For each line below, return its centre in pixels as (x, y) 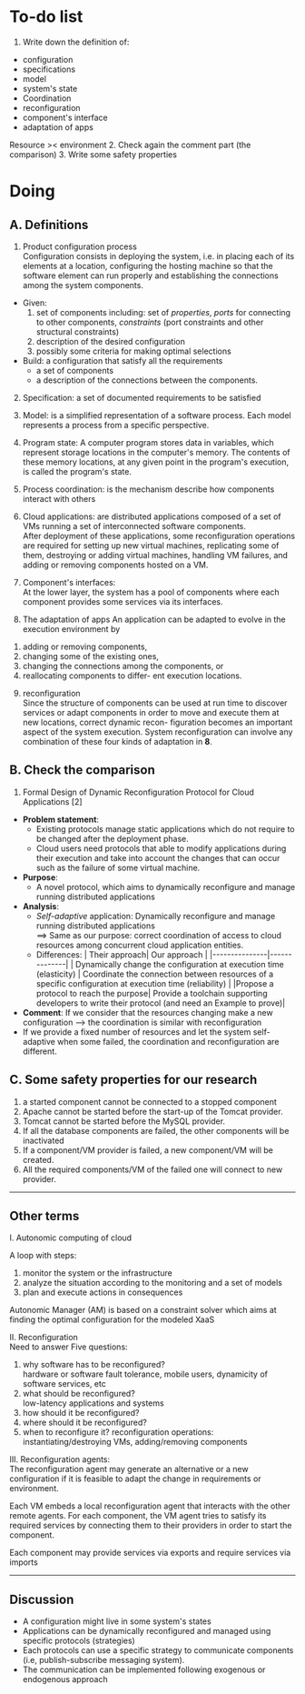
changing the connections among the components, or (123, 666)
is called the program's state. (77, 471)
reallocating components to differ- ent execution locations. (132, 676)
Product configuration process (80, 246)
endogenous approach (65, 1679)
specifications (49, 69)
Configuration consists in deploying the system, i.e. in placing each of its (158, 256)
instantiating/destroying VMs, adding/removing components (135, 1442)
